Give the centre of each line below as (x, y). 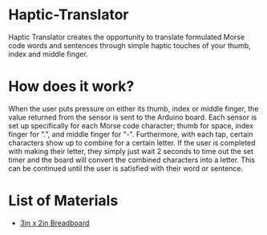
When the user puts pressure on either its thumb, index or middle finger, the (133, 108)
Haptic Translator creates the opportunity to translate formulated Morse (127, 37)
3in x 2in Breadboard (55, 223)
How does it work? (71, 87)
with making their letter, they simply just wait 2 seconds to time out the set (131, 151)
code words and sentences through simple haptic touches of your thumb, (129, 45)
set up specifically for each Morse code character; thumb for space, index (131, 125)
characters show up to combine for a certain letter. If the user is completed (132, 143)
